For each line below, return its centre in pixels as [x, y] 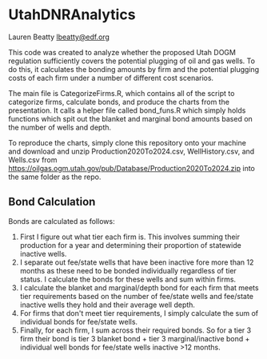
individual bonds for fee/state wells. [79, 321]
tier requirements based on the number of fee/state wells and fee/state [137, 296]
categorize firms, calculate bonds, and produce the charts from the [119, 102]
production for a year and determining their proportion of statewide [130, 245]
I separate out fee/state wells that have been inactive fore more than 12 [137, 262]
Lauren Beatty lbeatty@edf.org [59, 37]
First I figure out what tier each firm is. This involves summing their [130, 237]
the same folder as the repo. [55, 177]
